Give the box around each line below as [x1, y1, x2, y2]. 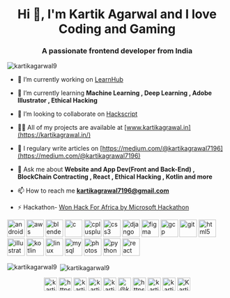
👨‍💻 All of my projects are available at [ [17, 124, 127, 132]
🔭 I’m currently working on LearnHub [17, 75, 123, 84]
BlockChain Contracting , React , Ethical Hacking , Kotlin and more [17, 172, 213, 181]
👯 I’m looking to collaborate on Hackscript [17, 110, 138, 118]
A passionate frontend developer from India [41, 46, 193, 56]
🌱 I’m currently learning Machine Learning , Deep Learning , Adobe [17, 89, 213, 97]
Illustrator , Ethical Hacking [17, 96, 98, 105]
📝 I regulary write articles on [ [17, 144, 102, 153]
